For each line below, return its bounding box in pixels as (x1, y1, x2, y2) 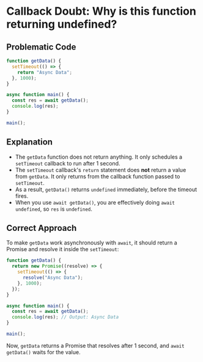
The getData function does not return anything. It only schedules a (15, 153, 182, 160)
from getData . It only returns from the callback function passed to (15, 173, 180, 180)
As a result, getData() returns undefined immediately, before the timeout (15, 186, 197, 193)
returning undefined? (6, 17, 117, 31)
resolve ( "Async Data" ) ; (22, 274, 84, 281)
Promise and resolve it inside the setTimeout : (6, 246, 119, 253)
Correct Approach (6, 222, 77, 233)
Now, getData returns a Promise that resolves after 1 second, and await (6, 342, 185, 349)
